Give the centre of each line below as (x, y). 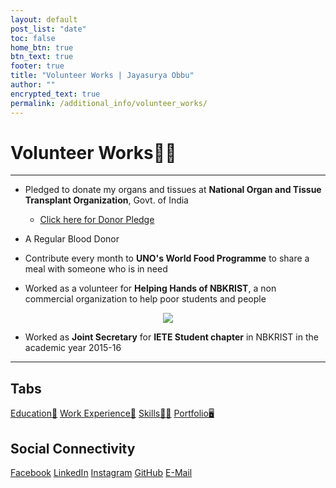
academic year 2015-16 (73, 348)
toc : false (33, 38)
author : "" (33, 85)
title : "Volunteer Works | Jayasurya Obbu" (102, 76)
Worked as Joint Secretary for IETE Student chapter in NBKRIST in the (171, 337)
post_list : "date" (48, 29)
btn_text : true (42, 57)
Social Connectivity (73, 448)
